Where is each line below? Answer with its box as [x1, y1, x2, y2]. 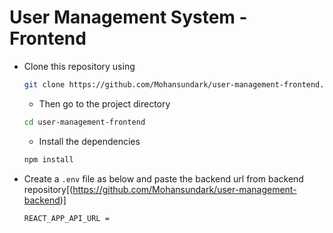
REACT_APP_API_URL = [23, 213, 110, 223]
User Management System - [9, 6, 248, 29]
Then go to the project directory [38, 97, 171, 110]
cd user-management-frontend [23, 117, 146, 127]
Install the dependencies [38, 135, 141, 147]
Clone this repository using [23, 60, 136, 72]
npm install [23, 154, 74, 165]
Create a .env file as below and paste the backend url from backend [23, 172, 304, 185]
